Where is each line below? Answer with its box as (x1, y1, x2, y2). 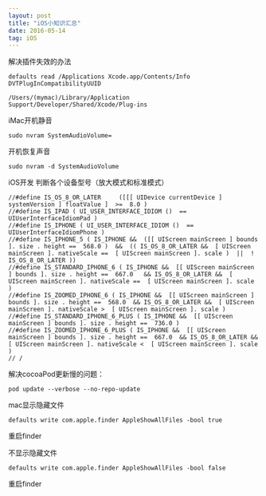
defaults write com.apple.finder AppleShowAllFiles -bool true (8, 416, 223, 424)
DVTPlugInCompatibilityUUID (8, 80, 102, 88)
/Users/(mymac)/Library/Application (8, 93, 130, 102)
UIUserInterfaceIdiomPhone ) (8, 228, 105, 236)
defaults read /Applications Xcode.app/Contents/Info (8, 73, 191, 81)
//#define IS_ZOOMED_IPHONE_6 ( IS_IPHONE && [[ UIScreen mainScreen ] (8, 292, 255, 300)
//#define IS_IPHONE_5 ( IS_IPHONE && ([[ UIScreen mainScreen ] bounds (8, 236, 259, 244)
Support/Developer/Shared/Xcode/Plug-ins (8, 101, 148, 109)
